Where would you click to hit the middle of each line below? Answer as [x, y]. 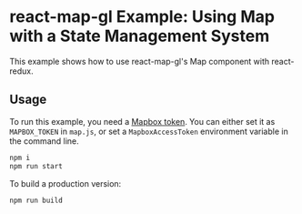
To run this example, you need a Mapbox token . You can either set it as [142, 121]
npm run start [36, 166]
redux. [21, 71]
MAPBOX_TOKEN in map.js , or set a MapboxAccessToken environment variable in [149, 131]
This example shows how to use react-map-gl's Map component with [140, 61]
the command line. [44, 141]
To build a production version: [65, 183]
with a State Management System [140, 36]
